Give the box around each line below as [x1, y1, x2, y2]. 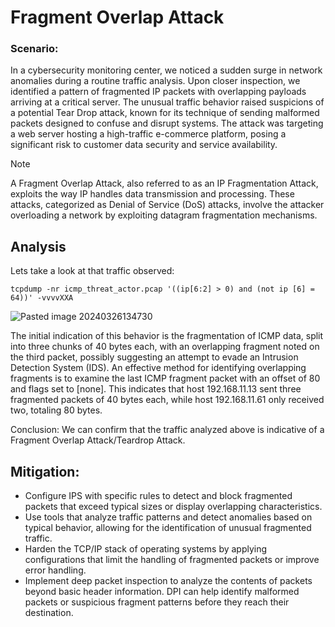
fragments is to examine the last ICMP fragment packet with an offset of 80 [10, 372, 321, 385]
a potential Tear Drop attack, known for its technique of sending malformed [10, 107, 320, 119]
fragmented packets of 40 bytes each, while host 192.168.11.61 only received [10, 394, 325, 406]
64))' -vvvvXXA [10, 293, 74, 303]
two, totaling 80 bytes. [10, 404, 103, 416]
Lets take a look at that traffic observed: [10, 265, 175, 277]
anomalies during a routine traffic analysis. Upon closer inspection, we [10, 75, 301, 87]
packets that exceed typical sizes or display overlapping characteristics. [24, 501, 323, 513]
